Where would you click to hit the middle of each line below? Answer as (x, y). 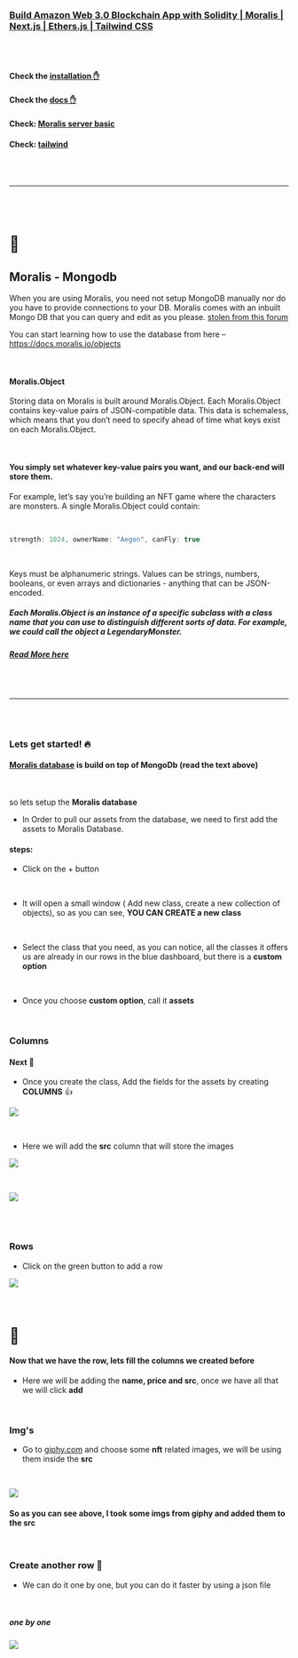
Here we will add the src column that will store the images (128, 1146)
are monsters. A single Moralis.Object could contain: (105, 506)
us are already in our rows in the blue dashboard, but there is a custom (152, 957)
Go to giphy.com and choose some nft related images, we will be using (152, 1450)
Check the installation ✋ (55, 76)
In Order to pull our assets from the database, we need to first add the (149, 820)
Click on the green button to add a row (92, 1266)
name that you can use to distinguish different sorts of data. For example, (148, 622)
